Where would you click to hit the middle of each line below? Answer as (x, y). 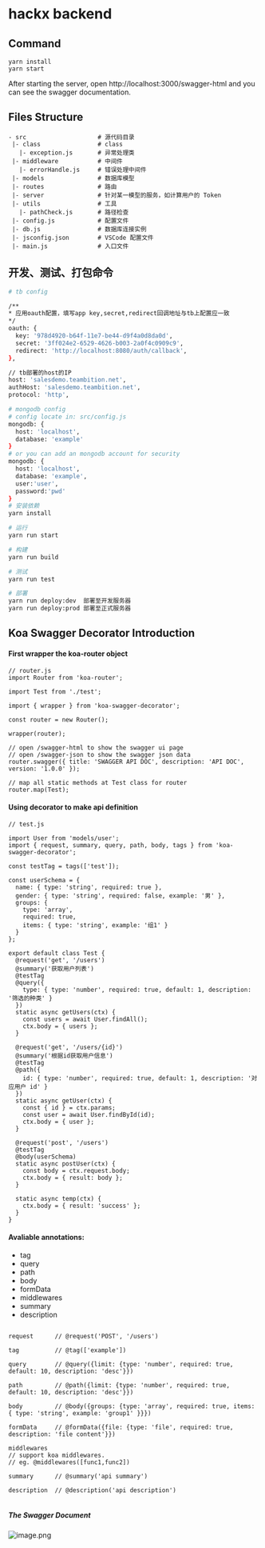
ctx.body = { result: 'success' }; (82, 1206)
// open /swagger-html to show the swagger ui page (96, 748)
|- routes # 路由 (64, 186)
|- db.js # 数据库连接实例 (79, 229)
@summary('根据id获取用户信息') (64, 1056)
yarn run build (34, 557)
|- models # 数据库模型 (73, 178)
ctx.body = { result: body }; (73, 1178)
